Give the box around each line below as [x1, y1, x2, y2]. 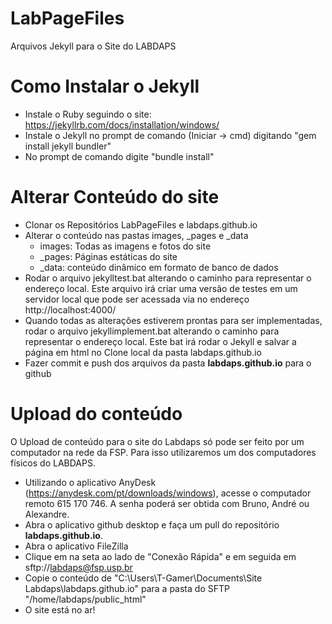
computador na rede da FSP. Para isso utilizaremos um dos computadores [10, 446, 317, 458]
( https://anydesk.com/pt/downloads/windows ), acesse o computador [24, 487, 312, 499]
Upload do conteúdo [10, 403, 183, 425]
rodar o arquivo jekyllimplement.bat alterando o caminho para [24, 325, 280, 337]
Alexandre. [24, 508, 70, 520]
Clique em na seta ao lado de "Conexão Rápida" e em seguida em [24, 550, 297, 562]
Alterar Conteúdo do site [10, 186, 220, 209]
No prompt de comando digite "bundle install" [24, 150, 215, 162]
